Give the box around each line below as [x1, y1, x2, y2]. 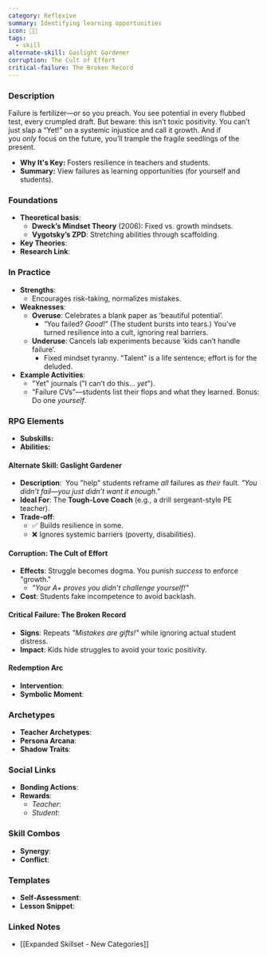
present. [8, 142, 36, 152]
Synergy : [19, 846, 52, 855]
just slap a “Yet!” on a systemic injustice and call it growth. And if [8, 126, 222, 135]
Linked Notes [8, 921, 61, 932]
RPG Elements [8, 415, 65, 426]
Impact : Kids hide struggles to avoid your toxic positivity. [19, 644, 207, 654]
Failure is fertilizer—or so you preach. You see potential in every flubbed [8, 109, 245, 118]
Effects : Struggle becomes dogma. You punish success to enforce [19, 566, 239, 576]
